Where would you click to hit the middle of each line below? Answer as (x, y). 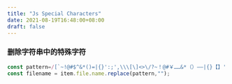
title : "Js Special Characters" (54, 14)
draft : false (26, 26)
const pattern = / (31, 67)
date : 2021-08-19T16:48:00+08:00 (56, 20)
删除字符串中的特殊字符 (46, 52)
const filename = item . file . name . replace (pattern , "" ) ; (89, 74)
